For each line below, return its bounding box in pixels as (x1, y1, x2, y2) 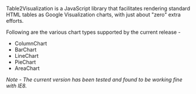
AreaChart (14, 65, 40, 72)
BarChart (14, 46, 37, 53)
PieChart (14, 58, 36, 65)
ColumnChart (14, 40, 48, 47)
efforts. (6, 18, 24, 24)
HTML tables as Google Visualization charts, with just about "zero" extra (6, 11, 181, 18)
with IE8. (6, 82, 28, 89)
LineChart (14, 53, 39, 59)
